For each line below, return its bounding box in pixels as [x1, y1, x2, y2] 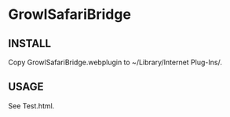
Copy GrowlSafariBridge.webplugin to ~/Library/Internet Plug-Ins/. [8, 57, 222, 67]
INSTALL [8, 37, 52, 50]
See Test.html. [8, 101, 55, 111]
